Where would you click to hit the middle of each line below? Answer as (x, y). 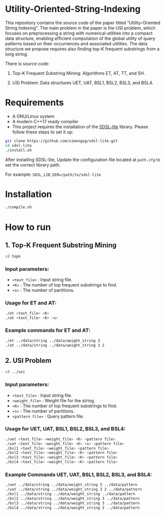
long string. (17, 54)
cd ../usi (15, 372)
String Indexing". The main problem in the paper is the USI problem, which (80, 28)
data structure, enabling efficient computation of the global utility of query (80, 38)
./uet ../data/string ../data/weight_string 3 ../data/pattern (71, 485)
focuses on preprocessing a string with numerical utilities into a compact (79, 33)
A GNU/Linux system (33, 116)
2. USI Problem (28, 360)
